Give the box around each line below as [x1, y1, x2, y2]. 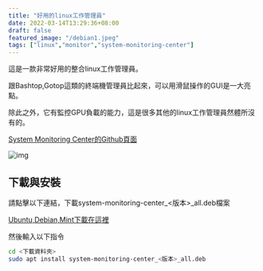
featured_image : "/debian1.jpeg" [8, 33, 120, 42]
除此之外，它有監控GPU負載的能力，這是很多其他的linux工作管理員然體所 [8, 108, 249, 118]
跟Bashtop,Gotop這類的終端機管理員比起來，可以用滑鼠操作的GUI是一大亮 [8, 81, 251, 91]
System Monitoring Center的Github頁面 [8, 134, 138, 144]
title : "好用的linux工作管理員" [8, 11, 106, 20]
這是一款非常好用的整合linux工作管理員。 [8, 64, 143, 74]
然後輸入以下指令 [8, 231, 65, 241]
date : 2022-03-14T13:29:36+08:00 [8, 19, 120, 27]
